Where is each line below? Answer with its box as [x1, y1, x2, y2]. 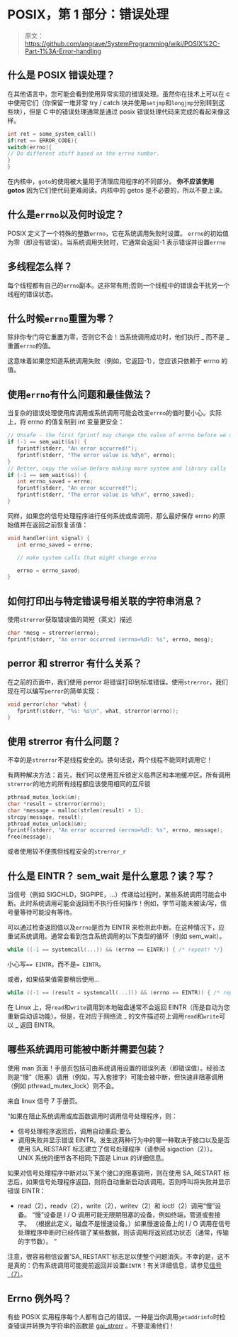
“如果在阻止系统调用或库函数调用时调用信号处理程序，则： [7, 1112, 178, 1120]
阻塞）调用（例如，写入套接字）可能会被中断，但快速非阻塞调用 [38, 1073, 225, 1081]
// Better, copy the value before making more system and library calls [7, 465, 227, 472]
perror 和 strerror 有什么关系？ [7, 657, 143, 670]
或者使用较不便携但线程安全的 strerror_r [7, 847, 126, 856]
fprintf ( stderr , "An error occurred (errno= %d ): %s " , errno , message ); [7, 827, 223, 834]
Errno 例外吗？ [7, 1292, 72, 1304]
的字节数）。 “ [17, 1237, 57, 1245]
